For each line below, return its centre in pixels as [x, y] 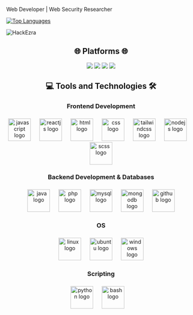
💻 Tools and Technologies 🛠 [101, 86]
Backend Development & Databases [101, 177]
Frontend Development [101, 106]
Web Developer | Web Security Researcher [59, 9]
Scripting [101, 274]
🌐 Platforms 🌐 [101, 51]
